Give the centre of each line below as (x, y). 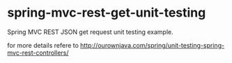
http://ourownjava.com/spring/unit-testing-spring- (152, 45)
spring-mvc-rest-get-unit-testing (107, 13)
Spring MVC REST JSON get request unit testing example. (91, 32)
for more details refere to (43, 45)
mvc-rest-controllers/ (38, 53)
